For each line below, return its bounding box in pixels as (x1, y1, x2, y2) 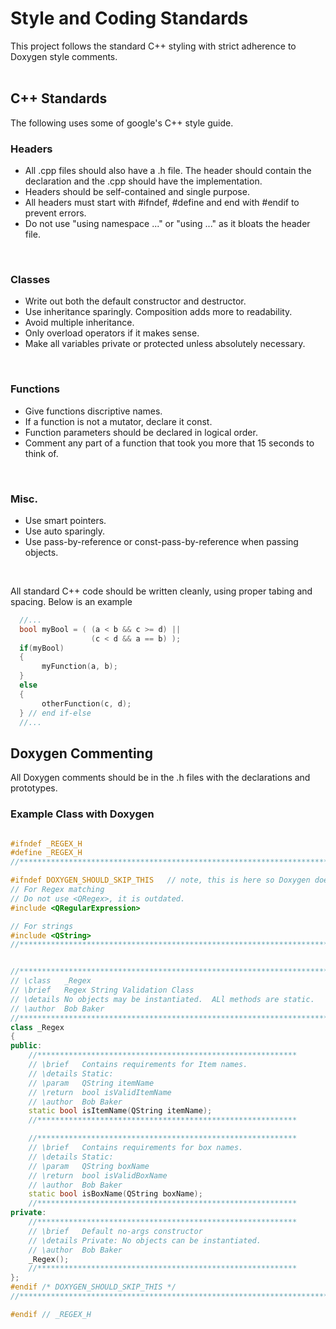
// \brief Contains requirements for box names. (28, 1143, 244, 1153)
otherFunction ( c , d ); (41, 698, 132, 709)
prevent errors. (24, 207, 87, 219)
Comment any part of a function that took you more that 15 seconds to (24, 437, 315, 449)
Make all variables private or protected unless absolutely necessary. (24, 338, 306, 350)
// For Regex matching (10, 885, 105, 895)
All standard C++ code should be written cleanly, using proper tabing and (10, 585, 313, 597)
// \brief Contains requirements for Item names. (28, 1060, 248, 1070)
